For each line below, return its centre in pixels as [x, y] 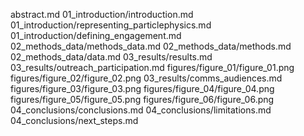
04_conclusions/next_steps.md [74, 120]
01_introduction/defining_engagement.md [96, 35]
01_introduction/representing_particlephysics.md [111, 25]
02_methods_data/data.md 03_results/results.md [111, 57]
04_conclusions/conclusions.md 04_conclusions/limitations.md [141, 110]
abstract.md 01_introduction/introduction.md [102, 14]
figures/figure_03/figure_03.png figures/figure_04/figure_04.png [142, 88]
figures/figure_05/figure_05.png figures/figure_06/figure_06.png [142, 99]
